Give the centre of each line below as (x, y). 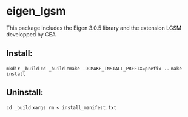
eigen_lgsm (36, 11)
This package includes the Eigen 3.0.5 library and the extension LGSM (94, 28)
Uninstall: (25, 92)
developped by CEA (31, 34)
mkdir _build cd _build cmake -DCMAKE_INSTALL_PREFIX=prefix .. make (94, 69)
